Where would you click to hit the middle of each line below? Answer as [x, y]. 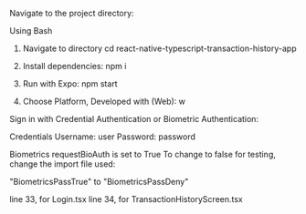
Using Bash [31, 31]
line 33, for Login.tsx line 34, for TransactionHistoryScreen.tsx [127, 199]
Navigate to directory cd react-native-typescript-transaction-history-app [159, 48]
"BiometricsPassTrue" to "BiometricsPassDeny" [99, 182]
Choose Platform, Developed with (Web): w [104, 101]
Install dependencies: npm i [74, 66]
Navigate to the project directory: [72, 13]
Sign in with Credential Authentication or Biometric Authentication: [134, 119]
